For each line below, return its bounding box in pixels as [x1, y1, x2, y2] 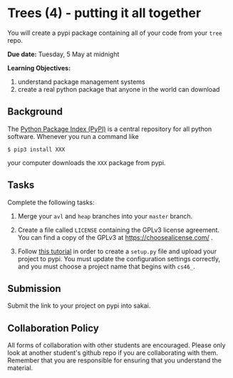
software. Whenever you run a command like [7, 132, 139, 140]
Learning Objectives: [7, 63, 71, 72]
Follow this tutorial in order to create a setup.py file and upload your [17, 247, 217, 256]
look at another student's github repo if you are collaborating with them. [7, 349, 219, 357]
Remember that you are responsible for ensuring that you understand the [7, 356, 222, 364]
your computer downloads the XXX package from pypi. [7, 158, 166, 167]
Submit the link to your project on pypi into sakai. [7, 301, 151, 310]
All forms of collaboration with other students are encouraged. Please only [7, 341, 226, 350]
